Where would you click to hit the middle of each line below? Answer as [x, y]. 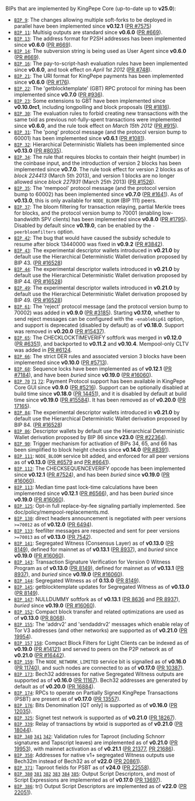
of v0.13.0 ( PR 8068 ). [40, 618]
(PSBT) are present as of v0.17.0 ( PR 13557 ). [67, 699]
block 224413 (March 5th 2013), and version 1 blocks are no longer [94, 176]
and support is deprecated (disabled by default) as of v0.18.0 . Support [99, 325]
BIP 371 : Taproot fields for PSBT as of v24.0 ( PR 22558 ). [82, 767]
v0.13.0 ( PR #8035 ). [38, 151]
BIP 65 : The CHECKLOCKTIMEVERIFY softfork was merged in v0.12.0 [98, 337]
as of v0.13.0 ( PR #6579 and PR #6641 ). [62, 462]
